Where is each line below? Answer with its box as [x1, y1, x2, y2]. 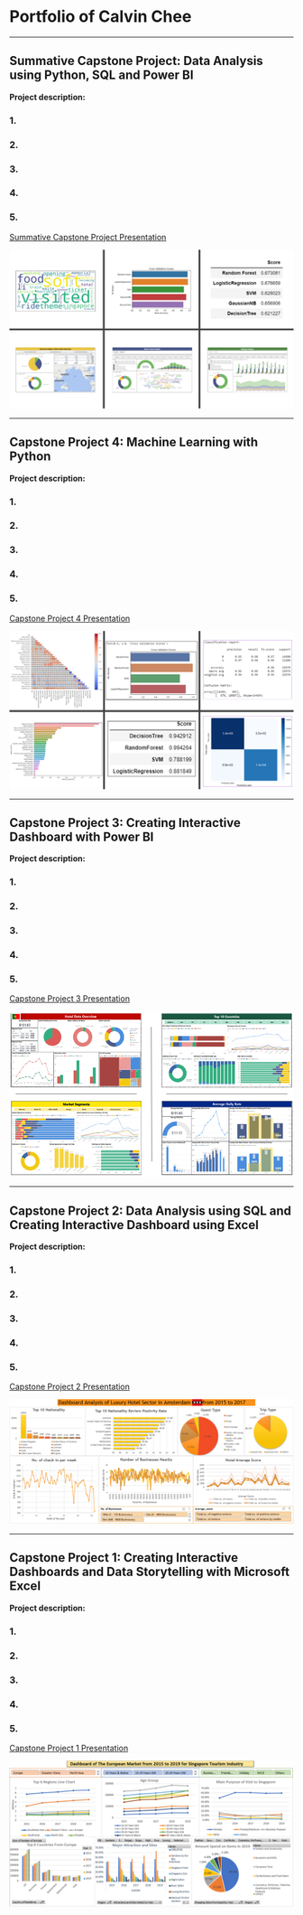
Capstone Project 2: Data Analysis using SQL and [9, 1203, 291, 1218]
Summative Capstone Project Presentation [9, 231, 167, 242]
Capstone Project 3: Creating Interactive [9, 815, 241, 831]
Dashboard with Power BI [9, 830, 154, 844]
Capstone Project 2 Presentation [9, 1381, 131, 1393]
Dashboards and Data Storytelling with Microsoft [9, 1564, 290, 1580]
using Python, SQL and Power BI [9, 68, 194, 83]
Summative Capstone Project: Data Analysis [9, 53, 263, 69]
